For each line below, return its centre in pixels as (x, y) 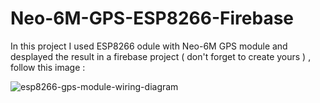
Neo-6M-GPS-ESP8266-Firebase (152, 18)
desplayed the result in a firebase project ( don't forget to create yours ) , (161, 56)
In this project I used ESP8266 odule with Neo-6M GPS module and (149, 46)
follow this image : (48, 67)
